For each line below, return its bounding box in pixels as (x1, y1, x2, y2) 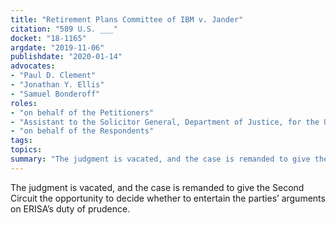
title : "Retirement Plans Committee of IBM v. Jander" (10, 14, 244, 25)
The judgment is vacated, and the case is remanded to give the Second (10, 181, 305, 193)
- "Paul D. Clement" (10, 71, 97, 81)
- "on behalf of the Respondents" (10, 126, 155, 136)
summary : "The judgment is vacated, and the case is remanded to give (10, 154, 311, 164)
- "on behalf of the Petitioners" (10, 107, 155, 118)
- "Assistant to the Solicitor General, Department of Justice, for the (10, 117, 320, 127)
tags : (10, 136, 33, 146)
